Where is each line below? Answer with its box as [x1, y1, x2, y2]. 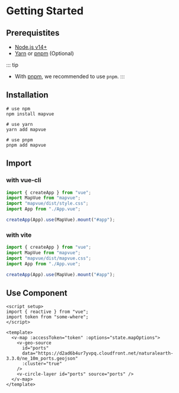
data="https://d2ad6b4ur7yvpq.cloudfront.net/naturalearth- [21, 350, 174, 357]
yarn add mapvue [6, 126, 46, 132]
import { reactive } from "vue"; [6, 309, 89, 315]
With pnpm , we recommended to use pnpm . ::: [14, 73, 125, 80]
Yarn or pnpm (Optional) [14, 50, 74, 57]
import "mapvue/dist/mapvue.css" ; [6, 255, 92, 261]
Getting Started [6, 4, 84, 18]
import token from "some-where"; [6, 314, 89, 320]
